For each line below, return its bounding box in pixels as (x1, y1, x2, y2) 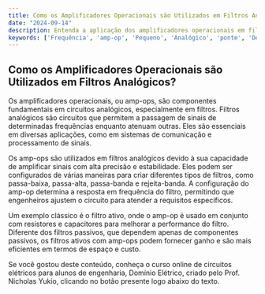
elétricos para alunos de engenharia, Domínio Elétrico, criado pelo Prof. (8, 268, 241, 277)
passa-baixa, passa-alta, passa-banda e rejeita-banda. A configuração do (8, 179, 250, 188)
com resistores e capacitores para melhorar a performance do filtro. (8, 219, 230, 229)
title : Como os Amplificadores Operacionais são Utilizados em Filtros (8, 11, 248, 20)
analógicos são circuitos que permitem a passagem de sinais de (8, 113, 217, 122)
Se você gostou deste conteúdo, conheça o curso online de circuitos (8, 260, 233, 269)
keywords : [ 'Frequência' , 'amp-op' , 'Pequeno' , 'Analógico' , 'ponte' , (8, 33, 245, 42)
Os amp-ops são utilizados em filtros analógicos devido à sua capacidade (8, 153, 248, 163)
